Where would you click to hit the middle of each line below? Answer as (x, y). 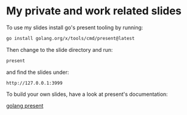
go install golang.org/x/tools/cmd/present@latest (70, 38)
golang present (25, 105)
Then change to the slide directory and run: (60, 49)
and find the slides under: (38, 72)
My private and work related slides (94, 11)
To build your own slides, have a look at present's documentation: (87, 94)
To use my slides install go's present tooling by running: (75, 27)
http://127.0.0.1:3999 (34, 83)
